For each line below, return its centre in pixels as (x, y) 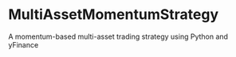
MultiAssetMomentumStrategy (114, 15)
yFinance (24, 44)
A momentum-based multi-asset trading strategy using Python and (118, 36)
